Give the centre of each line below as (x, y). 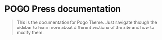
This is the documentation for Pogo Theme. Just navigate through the (87, 22)
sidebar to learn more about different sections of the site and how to (85, 27)
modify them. (30, 32)
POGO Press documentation (63, 9)
